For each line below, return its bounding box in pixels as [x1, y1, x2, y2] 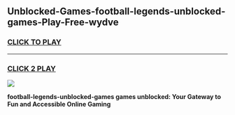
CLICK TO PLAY [7, 38, 62, 47]
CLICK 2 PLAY [7, 63, 56, 73]
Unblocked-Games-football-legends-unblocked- [7, 6, 226, 17]
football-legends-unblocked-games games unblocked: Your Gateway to [7, 92, 222, 100]
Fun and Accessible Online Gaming [7, 100, 111, 108]
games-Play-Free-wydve [7, 17, 119, 29]
